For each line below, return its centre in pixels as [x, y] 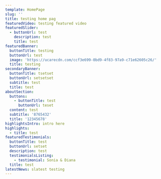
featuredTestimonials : [28, 137]
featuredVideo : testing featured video [46, 23]
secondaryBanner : [23, 69]
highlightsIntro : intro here [35, 124]
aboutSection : [20, 92]
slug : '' [14, 14]
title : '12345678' [28, 119]
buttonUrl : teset [36, 105]
